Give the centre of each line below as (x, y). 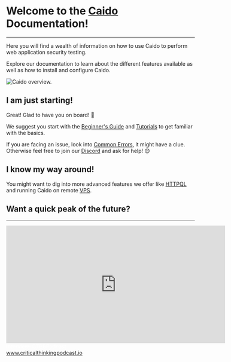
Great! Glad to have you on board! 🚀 (50, 115)
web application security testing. (46, 52)
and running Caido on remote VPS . (49, 190)
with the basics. (26, 133)
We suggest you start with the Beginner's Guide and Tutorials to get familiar (99, 126)
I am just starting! (39, 101)
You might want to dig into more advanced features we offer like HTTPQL (96, 184)
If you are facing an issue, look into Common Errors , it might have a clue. (96, 144)
